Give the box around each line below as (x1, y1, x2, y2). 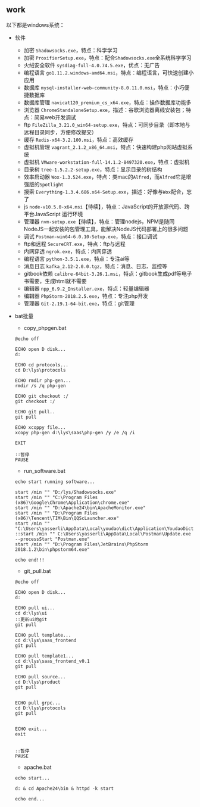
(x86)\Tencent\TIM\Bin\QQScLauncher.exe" (14, 515, 119, 521)
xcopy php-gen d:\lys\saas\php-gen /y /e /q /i (14, 429, 135, 435)
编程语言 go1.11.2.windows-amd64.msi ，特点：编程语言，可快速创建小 (23, 68, 194, 76)
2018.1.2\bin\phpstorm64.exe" (14, 546, 90, 553)
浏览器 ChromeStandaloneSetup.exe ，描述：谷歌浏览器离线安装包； (23, 106, 186, 113)
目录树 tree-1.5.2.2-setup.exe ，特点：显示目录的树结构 (23, 166, 162, 173)
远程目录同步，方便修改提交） (23, 128, 97, 136)
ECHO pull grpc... (14, 700, 61, 706)
